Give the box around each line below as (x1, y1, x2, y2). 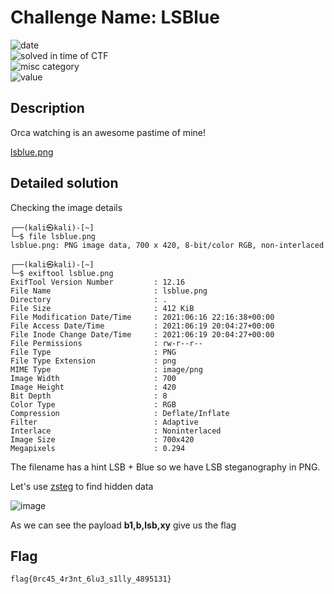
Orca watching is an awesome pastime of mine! (10, 126, 206, 138)
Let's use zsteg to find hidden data (10, 480, 154, 492)
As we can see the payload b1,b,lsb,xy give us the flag (10, 519, 237, 531)
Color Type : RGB (10, 399, 177, 410)
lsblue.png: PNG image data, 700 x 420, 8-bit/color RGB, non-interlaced (10, 240, 325, 250)
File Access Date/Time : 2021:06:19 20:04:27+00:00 (10, 321, 275, 331)
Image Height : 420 (10, 382, 177, 392)
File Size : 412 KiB (10, 303, 195, 313)
